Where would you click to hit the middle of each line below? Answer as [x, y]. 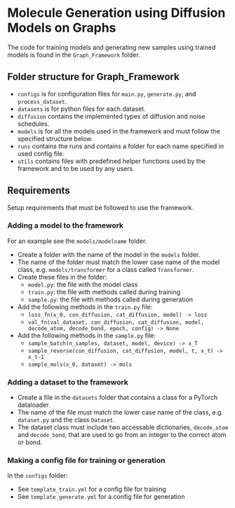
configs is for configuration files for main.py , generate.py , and [107, 93]
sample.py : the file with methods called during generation [110, 299]
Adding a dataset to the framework [68, 382]
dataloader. [34, 405]
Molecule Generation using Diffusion [116, 13]
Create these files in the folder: [62, 277]
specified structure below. [55, 138]
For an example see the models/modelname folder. [77, 241]
